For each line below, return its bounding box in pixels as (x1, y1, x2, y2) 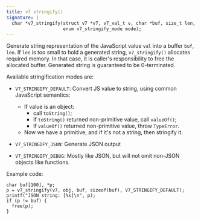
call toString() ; (33, 109, 72, 117)
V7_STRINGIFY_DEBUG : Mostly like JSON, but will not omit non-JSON (14, 152, 180, 160)
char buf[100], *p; (6, 182, 56, 188)
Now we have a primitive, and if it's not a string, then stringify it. (24, 129, 183, 136)
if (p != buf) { (6, 198, 47, 204)
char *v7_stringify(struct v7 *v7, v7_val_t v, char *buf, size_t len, (11, 20, 196, 26)
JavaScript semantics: (14, 91, 71, 99)
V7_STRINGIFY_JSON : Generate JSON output (14, 140, 121, 148)
